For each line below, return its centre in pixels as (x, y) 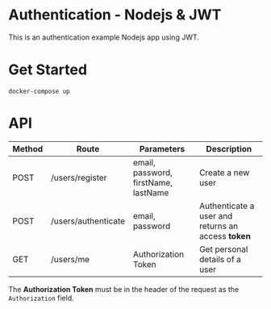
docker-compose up (39, 91)
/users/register (79, 177)
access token (225, 236)
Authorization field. (41, 298)
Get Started (48, 70)
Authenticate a (227, 206)
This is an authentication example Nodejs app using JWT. (104, 37)
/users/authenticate (88, 221)
